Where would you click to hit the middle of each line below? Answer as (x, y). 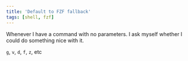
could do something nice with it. (45, 40)
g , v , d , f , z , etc (24, 52)
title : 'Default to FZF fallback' (49, 12)
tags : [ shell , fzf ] (30, 17)
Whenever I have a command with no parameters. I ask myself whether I (94, 34)
